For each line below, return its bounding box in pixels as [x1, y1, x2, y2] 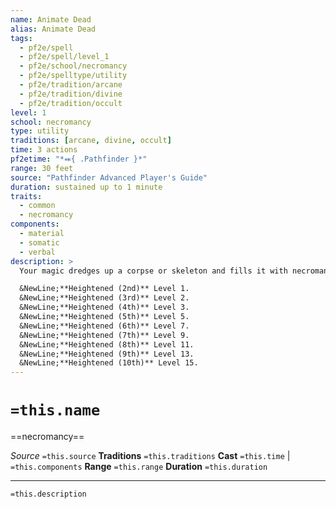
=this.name [10, 401, 101, 420]
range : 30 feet [10, 163, 74, 173]
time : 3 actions [10, 145, 78, 155]
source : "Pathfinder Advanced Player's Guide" [10, 172, 208, 183]
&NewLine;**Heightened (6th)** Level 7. [19, 321, 190, 331]
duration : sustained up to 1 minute [10, 182, 163, 192]
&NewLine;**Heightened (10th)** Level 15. [19, 358, 199, 368]
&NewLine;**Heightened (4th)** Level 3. [19, 302, 190, 313]
